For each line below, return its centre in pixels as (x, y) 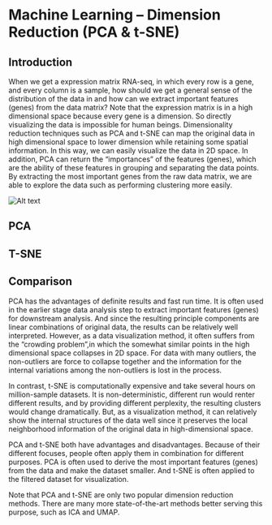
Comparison (41, 282)
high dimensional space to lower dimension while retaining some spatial (129, 142)
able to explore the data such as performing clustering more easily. (121, 185)
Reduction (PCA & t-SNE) (94, 32)
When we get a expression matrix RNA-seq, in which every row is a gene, (131, 82)
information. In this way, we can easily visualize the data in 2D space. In (128, 151)
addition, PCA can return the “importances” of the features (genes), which (132, 159)
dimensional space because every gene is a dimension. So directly (120, 116)
